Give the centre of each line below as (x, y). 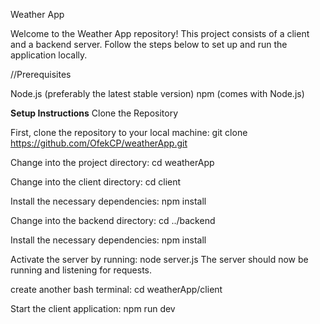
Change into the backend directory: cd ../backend (113, 220)
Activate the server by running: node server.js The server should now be (159, 259)
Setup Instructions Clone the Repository (94, 113)
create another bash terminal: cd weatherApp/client (116, 289)
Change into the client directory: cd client (96, 182)
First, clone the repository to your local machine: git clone (129, 132)
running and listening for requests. (81, 270)
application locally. (49, 55)
